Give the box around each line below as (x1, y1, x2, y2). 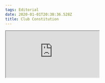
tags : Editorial (5, 7, 39, 12)
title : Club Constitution (5, 16, 59, 21)
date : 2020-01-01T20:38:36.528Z (5, 12, 72, 17)
